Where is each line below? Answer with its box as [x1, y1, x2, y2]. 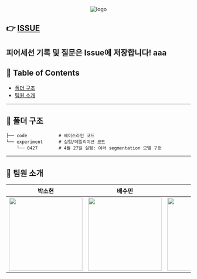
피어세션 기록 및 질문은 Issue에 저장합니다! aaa [6, 47, 167, 57]
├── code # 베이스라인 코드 [6, 133, 95, 139]
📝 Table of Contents [6, 68, 80, 78]
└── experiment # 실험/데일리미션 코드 [6, 139, 106, 145]
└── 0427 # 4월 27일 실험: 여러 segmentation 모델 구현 [16, 145, 162, 151]
